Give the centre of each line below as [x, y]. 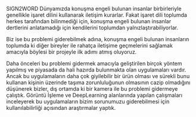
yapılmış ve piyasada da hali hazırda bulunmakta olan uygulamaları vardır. [96, 70]
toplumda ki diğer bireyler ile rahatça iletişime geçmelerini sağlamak [89, 45]
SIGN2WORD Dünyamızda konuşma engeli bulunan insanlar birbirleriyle [94, 9]
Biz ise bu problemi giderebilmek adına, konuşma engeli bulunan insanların [98, 39]
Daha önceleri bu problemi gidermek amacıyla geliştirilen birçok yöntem [94, 63]
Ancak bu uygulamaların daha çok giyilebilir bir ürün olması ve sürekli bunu [98, 76]
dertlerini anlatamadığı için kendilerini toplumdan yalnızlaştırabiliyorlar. [92, 27]
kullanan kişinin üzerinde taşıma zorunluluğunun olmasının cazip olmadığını [98, 82]
